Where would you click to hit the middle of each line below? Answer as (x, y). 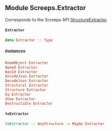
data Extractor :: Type (29, 40)
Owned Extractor (21, 67)
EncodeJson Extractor (27, 76)
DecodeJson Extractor (27, 81)
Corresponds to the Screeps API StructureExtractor (56, 19)
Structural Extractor (27, 85)
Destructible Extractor (29, 103)
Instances (15, 51)
